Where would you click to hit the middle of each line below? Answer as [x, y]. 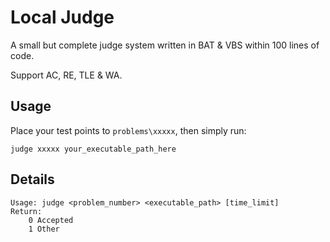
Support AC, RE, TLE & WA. [66, 75]
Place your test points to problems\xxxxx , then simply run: [128, 130]
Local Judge [62, 17]
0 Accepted [51, 220]
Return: [26, 211]
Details [32, 179]
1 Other [44, 229]
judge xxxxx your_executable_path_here [93, 149]
